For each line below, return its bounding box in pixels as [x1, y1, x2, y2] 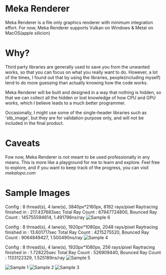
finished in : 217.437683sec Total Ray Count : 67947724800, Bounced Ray [5, 209, 158, 215]
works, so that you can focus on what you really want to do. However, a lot [5, 69, 158, 75]
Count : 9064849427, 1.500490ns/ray [5, 234, 83, 240]
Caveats [5, 138, 40, 149]
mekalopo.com [5, 170, 36, 176]
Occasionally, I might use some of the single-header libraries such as [5, 109, 147, 115]
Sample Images [5, 187, 71, 198]
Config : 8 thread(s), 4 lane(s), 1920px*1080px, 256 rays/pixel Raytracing [5, 244, 155, 250]
